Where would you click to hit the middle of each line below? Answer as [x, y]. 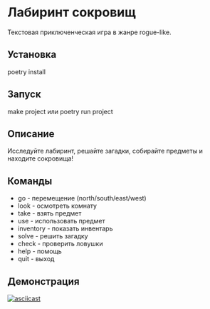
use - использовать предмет [61, 221]
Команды [30, 181]
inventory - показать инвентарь [65, 228]
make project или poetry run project [61, 111]
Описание [31, 134]
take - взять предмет [49, 213]
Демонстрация [43, 282]
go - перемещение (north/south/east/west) [82, 198]
